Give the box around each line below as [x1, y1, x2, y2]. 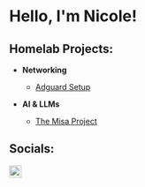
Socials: [9, 141, 55, 156]
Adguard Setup [34, 82, 91, 92]
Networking [21, 64, 67, 75]
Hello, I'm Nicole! [9, 6, 137, 26]
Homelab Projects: [9, 41, 113, 56]
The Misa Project [34, 116, 97, 126]
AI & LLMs [21, 99, 60, 109]
